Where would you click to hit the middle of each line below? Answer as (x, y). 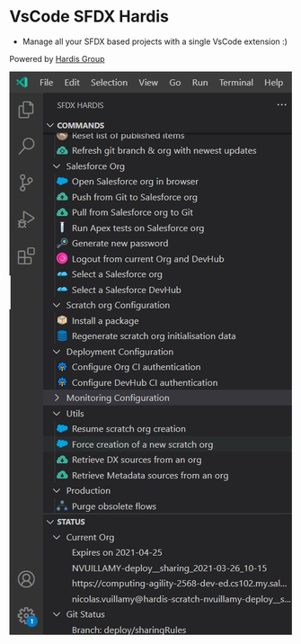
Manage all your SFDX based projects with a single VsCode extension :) (155, 41)
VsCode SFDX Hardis (89, 17)
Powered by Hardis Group (57, 58)
